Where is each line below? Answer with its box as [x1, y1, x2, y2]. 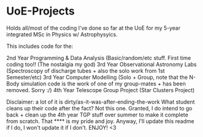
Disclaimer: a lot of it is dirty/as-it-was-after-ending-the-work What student [6, 98, 195, 105]
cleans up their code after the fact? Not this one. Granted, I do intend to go [6, 104, 193, 112]
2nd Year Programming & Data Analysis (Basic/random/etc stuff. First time [6, 54, 191, 61]
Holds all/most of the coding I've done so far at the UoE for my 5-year [6, 24, 181, 32]
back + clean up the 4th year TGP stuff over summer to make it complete [6, 111, 188, 118]
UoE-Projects [6, 4, 75, 18]
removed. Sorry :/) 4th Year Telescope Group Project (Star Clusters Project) [6, 86, 195, 93]
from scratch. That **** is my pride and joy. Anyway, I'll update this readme [6, 117, 195, 125]
